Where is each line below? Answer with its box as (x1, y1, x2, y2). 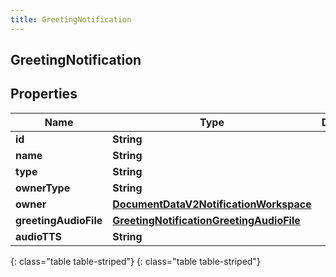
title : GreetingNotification (10, 14, 132, 25)
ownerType (15, 181, 71, 195)
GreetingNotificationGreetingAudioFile (112, 213, 301, 227)
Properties (10, 86, 78, 103)
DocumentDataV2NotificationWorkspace (112, 197, 312, 211)
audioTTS (15, 229, 62, 243)
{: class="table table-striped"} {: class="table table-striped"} (10, 255, 261, 267)
